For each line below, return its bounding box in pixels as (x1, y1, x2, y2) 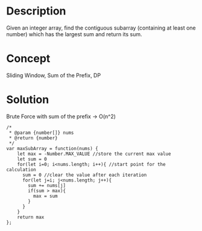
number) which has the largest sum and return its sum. (6, 30, 142, 37)
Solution (6, 93, 49, 107)
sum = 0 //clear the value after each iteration (22, 172, 147, 178)
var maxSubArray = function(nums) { (6, 145, 98, 151)
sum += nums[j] (28, 182, 66, 188)
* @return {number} (8, 134, 58, 141)
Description (6, 4, 66, 18)
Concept (6, 52, 51, 66)
